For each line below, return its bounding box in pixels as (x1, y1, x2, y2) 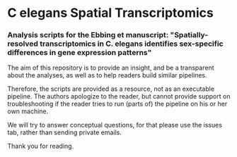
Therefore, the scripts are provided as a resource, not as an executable (7, 84, 214, 93)
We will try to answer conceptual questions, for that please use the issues (7, 121, 223, 130)
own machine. (7, 107, 49, 115)
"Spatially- (170, 30, 209, 40)
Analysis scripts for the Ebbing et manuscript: (7, 30, 169, 40)
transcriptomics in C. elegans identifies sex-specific (40, 39, 224, 49)
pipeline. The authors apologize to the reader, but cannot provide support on (7, 92, 231, 101)
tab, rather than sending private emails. (7, 128, 122, 137)
